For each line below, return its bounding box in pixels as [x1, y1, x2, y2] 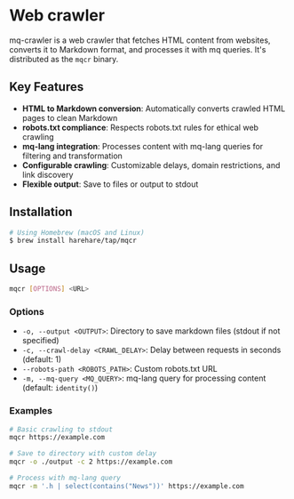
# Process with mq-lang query [9, 473, 122, 483]
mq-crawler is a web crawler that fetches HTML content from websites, [9, 35, 271, 45]
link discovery [21, 169, 74, 180]
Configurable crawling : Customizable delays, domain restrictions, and [21, 159, 281, 170]
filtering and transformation [21, 150, 123, 161]
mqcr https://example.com [9, 433, 105, 442]
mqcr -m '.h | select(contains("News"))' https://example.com [9, 481, 244, 490]
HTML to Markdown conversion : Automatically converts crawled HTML [21, 103, 286, 114]
